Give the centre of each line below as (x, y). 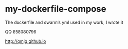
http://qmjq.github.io (26, 41)
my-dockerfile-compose (56, 9)
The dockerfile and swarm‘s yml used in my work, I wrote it (64, 22)
